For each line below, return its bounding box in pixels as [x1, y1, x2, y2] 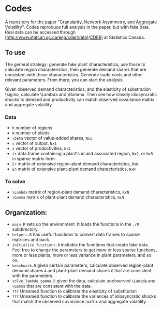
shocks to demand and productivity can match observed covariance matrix [5, 97, 155, 102]
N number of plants [12, 130, 50, 136]
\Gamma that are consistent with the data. [12, 283, 92, 289]
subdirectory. [12, 227, 39, 232]
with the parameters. [12, 273, 54, 279]
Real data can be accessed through [5, 29, 76, 35]
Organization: [5, 208, 47, 216]
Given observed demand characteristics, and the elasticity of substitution [5, 86, 151, 92]
